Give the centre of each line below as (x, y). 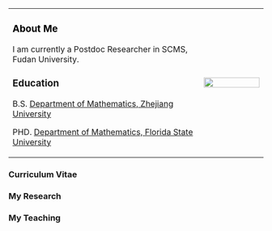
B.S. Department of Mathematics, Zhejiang (93, 103)
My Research (35, 195)
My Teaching (34, 217)
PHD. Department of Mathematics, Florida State (103, 132)
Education (36, 83)
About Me (35, 29)
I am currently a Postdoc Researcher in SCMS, (100, 49)
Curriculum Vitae (43, 174)
